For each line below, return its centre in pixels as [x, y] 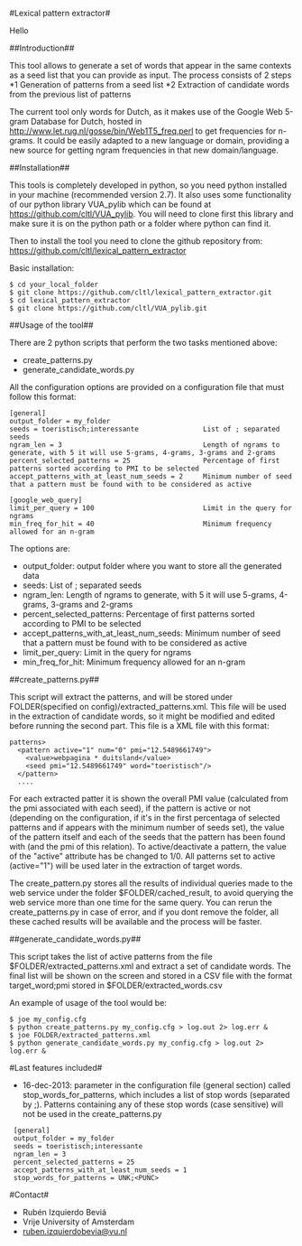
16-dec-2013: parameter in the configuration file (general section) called [156, 1085]
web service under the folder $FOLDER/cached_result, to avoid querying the [151, 893]
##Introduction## [42, 48]
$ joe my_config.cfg [48, 1019]
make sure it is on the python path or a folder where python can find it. [141, 223]
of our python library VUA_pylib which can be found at [110, 204]
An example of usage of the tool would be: [88, 1003]
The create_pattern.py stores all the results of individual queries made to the [151, 883]
